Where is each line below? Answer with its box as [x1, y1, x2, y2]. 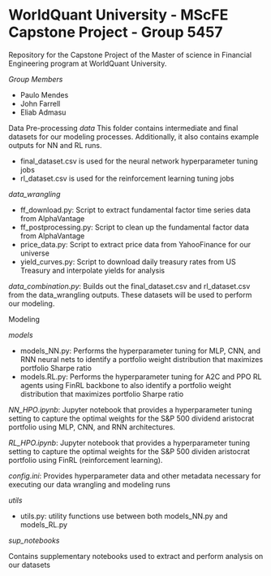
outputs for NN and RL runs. [8, 140, 103, 150]
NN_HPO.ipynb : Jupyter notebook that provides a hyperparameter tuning [8, 404, 253, 414]
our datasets [8, 560, 51, 569]
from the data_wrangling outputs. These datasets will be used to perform [8, 290, 252, 299]
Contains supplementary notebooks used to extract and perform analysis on [8, 551, 264, 561]
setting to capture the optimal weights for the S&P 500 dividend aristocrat [8, 413, 255, 423]
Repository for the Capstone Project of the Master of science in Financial [8, 50, 252, 59]
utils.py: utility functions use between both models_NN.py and [19, 511, 229, 521]
